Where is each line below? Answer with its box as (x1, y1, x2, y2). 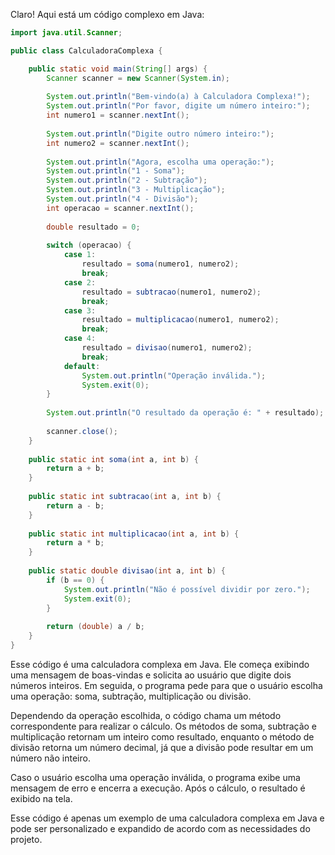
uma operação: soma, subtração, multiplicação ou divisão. (10, 690, 252, 702)
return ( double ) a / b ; (46, 622, 145, 632)
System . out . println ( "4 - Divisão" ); (46, 194, 199, 204)
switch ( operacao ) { (46, 240, 132, 251)
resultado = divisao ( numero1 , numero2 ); (81, 343, 253, 353)
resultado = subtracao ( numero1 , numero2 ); (81, 287, 262, 297)
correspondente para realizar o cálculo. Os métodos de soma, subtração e (10, 720, 318, 732)
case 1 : (63, 250, 97, 260)
